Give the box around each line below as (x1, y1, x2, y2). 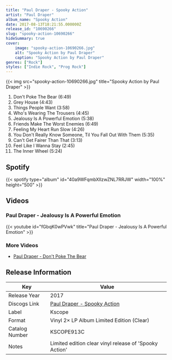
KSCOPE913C (50, 328, 85, 335)
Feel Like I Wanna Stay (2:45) (13, 142, 76, 149)
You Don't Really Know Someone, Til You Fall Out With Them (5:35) (13, 132, 155, 138)
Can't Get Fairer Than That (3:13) (13, 137, 83, 143)
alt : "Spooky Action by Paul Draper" (15, 50, 95, 55)
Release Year (8, 292, 40, 299)
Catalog (8, 325, 28, 332)
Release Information (6, 268, 72, 277)
